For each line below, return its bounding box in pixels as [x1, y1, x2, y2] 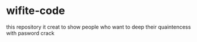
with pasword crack [6, 29, 55, 36]
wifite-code [6, 4, 65, 17]
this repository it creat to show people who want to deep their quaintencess [6, 23, 191, 30]
